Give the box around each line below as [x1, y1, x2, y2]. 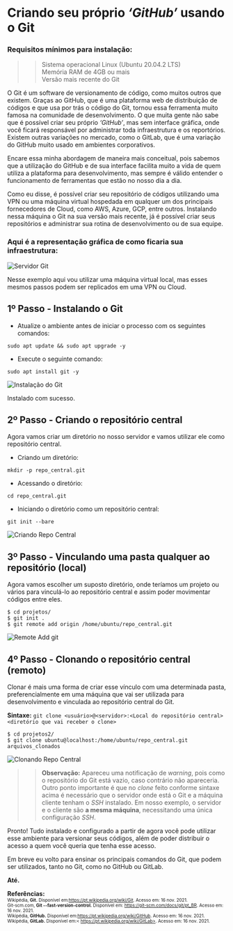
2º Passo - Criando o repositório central [7, 414, 183, 426]
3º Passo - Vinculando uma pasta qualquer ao [7, 551, 210, 563]
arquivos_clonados [7, 743, 61, 750]
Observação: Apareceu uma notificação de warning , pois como [41, 769, 225, 777]
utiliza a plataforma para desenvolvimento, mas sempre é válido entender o [7, 169, 223, 177]
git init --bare [7, 519, 54, 526]
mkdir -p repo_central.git [7, 467, 86, 474]
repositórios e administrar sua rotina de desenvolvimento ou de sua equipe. [7, 220, 224, 228]
